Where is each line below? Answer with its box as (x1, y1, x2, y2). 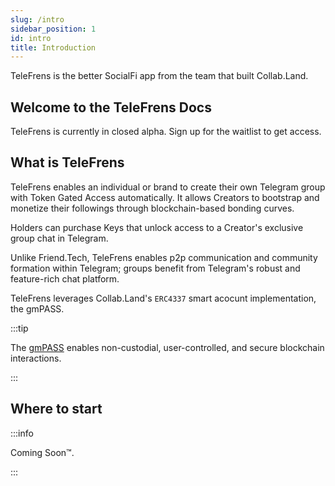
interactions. (10, 352, 62, 364)
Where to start (10, 401, 103, 418)
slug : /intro (10, 14, 65, 25)
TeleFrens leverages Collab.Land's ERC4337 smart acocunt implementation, (10, 292, 317, 304)
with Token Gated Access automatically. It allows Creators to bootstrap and (10, 191, 320, 203)
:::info (10, 427, 34, 439)
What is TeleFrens (10, 154, 125, 171)
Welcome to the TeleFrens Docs (10, 99, 212, 116)
